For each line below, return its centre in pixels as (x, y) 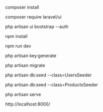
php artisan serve (23, 94)
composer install (22, 7)
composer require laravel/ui (34, 17)
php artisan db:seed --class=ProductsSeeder (52, 85)
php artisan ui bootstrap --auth (37, 26)
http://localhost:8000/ (28, 104)
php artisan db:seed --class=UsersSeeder (49, 75)
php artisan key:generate (31, 55)
